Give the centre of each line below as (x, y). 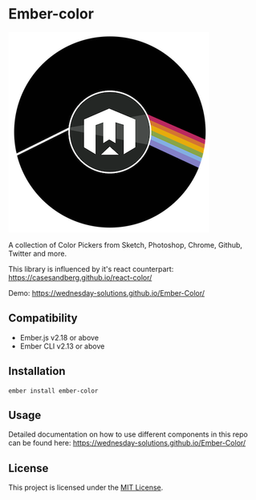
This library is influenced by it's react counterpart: (91, 268)
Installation (37, 371)
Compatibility (43, 319)
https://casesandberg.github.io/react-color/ (80, 277)
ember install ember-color (53, 391)
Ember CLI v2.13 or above (62, 346)
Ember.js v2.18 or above (59, 337)
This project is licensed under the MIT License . (86, 488)
